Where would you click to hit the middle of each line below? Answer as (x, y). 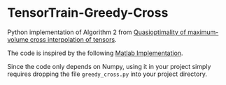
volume (18, 39)
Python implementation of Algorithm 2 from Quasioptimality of (97, 32)
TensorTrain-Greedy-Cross (88, 13)
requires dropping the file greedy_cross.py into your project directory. (107, 74)
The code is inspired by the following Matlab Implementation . (95, 53)
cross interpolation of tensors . (73, 39)
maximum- (203, 32)
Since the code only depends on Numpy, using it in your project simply (109, 66)
